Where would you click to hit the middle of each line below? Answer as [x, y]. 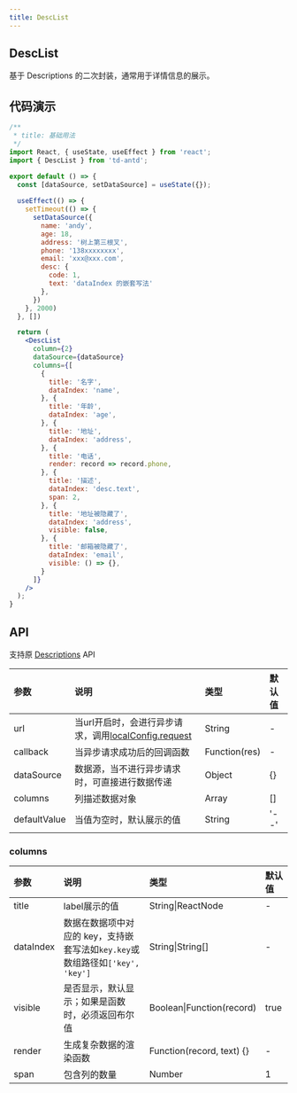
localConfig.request [151, 735]
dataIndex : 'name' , [84, 390]
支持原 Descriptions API [52, 654]
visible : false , [78, 530]
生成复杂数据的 [95, 1045]
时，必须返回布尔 [99, 1015]
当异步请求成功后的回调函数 [132, 752]
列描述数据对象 [106, 799]
